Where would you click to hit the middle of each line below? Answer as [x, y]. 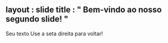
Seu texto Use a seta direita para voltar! [54, 33]
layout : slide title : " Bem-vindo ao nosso [84, 10]
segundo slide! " [37, 19]
